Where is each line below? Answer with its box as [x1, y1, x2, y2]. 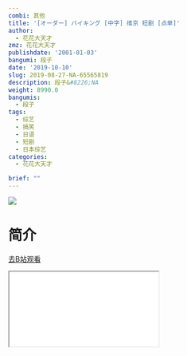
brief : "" [8, 175, 41, 183]
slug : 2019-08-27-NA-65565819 [8, 71, 109, 79]
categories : [8, 152, 48, 160]
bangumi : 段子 [8, 57, 53, 65]
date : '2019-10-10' [8, 64, 73, 72]
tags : [8, 109, 26, 117]
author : [8, 26, 34, 34]
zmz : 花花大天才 [8, 42, 56, 49]
